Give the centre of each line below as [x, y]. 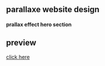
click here [18, 57]
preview [21, 43]
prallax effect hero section [39, 24]
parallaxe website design [53, 10]
